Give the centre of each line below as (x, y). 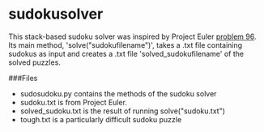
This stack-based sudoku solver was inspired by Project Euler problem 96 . (132, 36)
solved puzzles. (34, 62)
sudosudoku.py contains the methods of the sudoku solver (118, 93)
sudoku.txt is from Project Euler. (74, 102)
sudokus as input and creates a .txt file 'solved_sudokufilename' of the (126, 53)
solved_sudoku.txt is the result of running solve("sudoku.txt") (122, 111)
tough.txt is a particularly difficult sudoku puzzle (101, 119)
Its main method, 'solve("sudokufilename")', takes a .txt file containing (126, 45)
